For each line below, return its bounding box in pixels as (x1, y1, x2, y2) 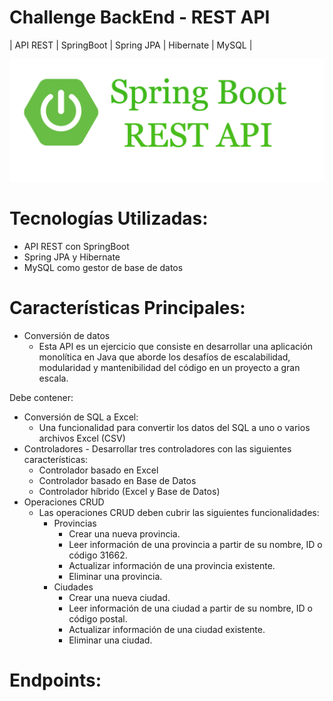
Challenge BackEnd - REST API (9, 6, 271, 29)
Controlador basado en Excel (38, 464, 159, 476)
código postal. (68, 612, 128, 625)
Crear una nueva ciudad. (68, 591, 171, 603)
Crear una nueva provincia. (68, 527, 181, 540)
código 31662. (68, 549, 128, 561)
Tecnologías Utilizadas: (9, 207, 209, 230)
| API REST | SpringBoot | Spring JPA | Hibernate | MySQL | (9, 39, 253, 51)
